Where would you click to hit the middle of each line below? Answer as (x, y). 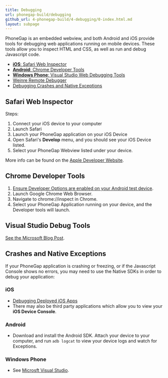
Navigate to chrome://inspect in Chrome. (55, 199)
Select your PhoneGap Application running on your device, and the (82, 204)
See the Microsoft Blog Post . (35, 238)
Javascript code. (23, 55)
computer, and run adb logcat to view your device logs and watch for (85, 341)
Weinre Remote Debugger (39, 80)
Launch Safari (27, 129)
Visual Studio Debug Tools (48, 226)
